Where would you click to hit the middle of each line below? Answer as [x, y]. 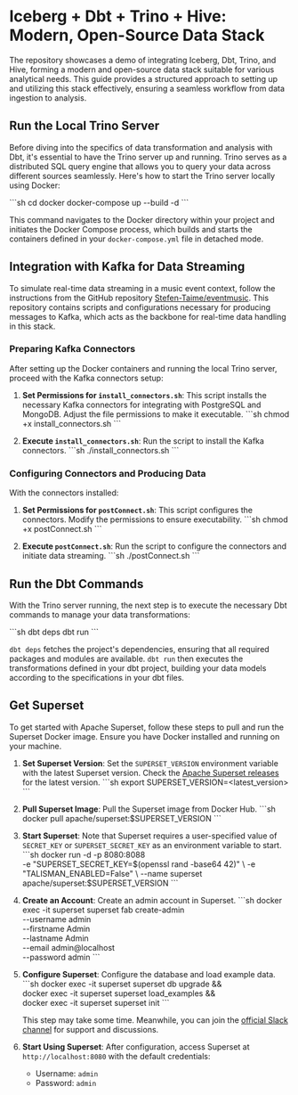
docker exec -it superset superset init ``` [96, 1002]
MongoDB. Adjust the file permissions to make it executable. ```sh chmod [156, 414]
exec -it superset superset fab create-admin [103, 910]
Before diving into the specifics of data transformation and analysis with [141, 147]
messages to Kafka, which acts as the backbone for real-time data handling [148, 316]
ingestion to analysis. [48, 98]
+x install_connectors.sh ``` [72, 423]
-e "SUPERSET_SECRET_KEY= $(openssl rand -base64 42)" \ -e [139, 864]
